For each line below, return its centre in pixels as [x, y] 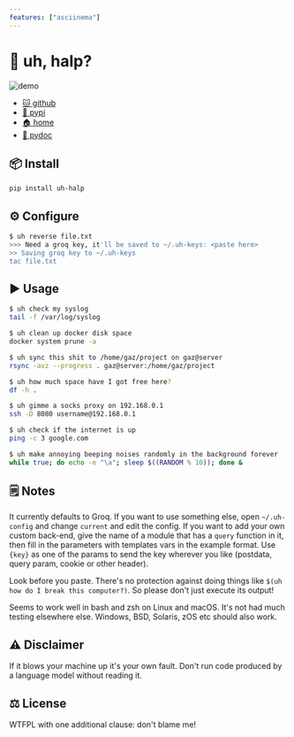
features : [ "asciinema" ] [55, 17]
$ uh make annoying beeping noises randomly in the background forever [143, 454]
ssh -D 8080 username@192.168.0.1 [73, 414]
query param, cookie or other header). [79, 564]
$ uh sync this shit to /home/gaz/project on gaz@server [116, 357]
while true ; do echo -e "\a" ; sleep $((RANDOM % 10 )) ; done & [126, 462]
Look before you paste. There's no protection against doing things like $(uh [146, 581]
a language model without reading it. [76, 676]
